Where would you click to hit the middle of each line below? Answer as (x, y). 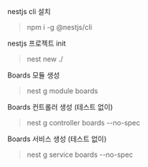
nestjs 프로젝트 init (37, 43)
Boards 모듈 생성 (33, 75)
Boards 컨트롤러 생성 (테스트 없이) (60, 107)
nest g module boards (62, 91)
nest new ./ (45, 59)
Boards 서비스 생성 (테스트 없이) (57, 139)
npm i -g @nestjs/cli (59, 27)
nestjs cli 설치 (29, 11)
